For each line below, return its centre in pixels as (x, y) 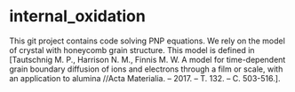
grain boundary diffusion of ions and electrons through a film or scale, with (146, 69)
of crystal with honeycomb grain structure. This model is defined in (132, 50)
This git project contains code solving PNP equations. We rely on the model (147, 41)
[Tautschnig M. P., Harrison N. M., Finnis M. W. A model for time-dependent (147, 59)
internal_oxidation (78, 16)
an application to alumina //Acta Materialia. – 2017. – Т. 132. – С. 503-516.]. (145, 78)
